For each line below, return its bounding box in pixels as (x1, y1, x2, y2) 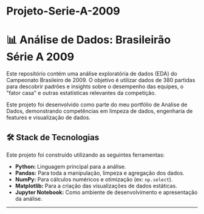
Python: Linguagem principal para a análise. (15, 163, 126, 170)
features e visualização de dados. (6, 114, 91, 122)
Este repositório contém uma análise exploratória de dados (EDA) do (6, 70, 177, 77)
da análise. (15, 195, 42, 202)
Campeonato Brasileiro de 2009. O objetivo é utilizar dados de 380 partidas (6, 77, 195, 84)
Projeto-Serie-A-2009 (6, 4, 120, 18)
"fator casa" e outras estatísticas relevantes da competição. (6, 89, 157, 97)
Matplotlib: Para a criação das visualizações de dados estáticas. (15, 182, 177, 189)
